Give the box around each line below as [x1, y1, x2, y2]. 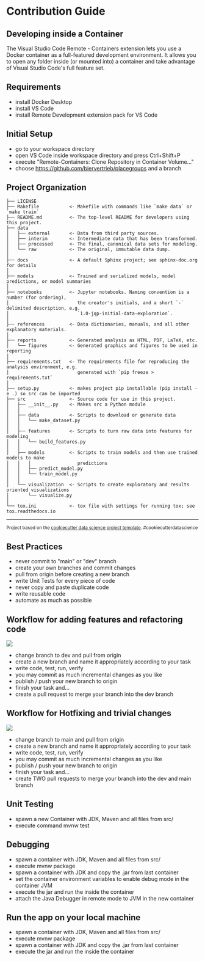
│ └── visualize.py [6, 492, 72, 499]
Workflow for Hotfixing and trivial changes [6, 708, 172, 718]
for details [6, 263, 37, 269]
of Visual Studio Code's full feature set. [6, 64, 105, 71]
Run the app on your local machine [6, 912, 141, 923]
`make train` [6, 209, 40, 215]
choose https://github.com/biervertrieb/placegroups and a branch [15, 164, 182, 172]
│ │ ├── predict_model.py [6, 466, 84, 472]
